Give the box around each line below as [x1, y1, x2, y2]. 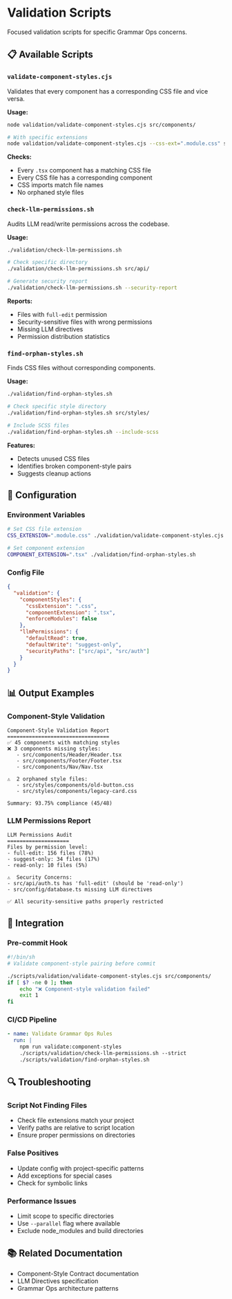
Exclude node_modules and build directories [17, 1227, 144, 1235]
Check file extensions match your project [17, 1116, 135, 1124]
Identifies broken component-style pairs [17, 462, 132, 470]
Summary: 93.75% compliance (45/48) [7, 800, 113, 807]
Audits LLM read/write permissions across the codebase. [7, 220, 170, 228]
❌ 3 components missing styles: [7, 745, 101, 753]
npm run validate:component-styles [19, 1043, 122, 1051]
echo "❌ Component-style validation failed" [19, 986, 151, 993]
